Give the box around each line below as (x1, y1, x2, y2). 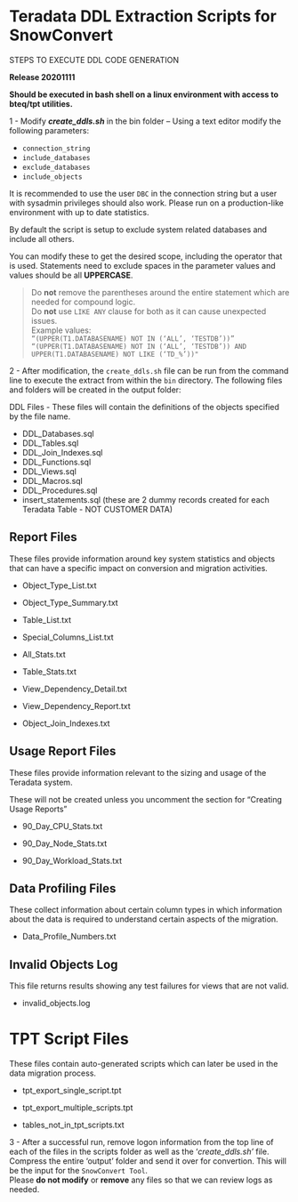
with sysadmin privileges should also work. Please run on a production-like (9, 198, 285, 208)
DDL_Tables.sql (21, 438, 79, 448)
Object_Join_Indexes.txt (21, 718, 110, 729)
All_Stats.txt (21, 649, 67, 659)
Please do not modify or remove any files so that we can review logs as (9, 1174, 273, 1185)
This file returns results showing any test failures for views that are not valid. (9, 980, 289, 991)
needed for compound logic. (30, 296, 136, 307)
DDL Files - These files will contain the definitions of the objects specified (9, 401, 280, 412)
